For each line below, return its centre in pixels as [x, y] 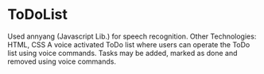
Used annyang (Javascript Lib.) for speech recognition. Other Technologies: [132, 36]
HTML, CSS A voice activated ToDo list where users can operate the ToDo [129, 44]
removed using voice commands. [62, 61]
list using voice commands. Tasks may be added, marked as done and [122, 53]
